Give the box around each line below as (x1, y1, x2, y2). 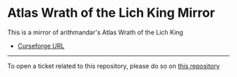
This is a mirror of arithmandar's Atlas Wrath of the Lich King (7, 28, 183, 36)
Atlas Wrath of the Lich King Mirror (7, 5, 215, 21)
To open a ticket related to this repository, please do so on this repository (7, 62, 220, 70)
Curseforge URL (17, 41, 65, 50)
